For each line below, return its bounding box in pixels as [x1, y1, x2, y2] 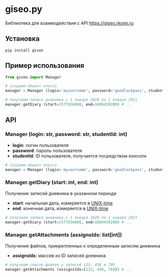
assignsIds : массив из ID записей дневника [12, 252, 106, 258]
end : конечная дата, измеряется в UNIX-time [12, 205, 108, 211]
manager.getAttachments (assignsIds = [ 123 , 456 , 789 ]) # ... [5, 266, 133, 272]
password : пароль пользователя [12, 147, 82, 153]
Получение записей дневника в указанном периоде [5, 190, 116, 196]
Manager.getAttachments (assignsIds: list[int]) [5, 231, 122, 238]
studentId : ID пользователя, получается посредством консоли [12, 152, 146, 158]
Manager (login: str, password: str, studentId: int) [5, 131, 127, 138]
